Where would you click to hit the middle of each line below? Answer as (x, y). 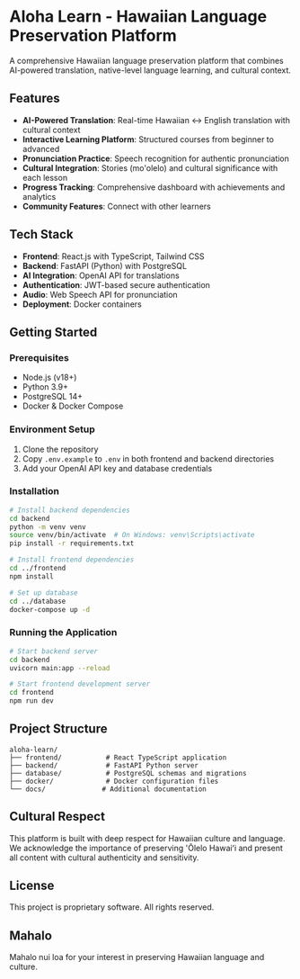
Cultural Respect (57, 817)
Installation (35, 491)
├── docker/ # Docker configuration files (114, 781)
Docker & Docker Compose (73, 406)
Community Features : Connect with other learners (116, 206)
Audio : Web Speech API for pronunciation (100, 294)
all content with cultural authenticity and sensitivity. (104, 858)
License (32, 886)
